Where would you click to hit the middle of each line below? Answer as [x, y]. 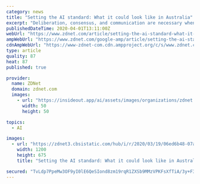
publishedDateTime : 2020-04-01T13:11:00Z [58, 28]
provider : [18, 78]
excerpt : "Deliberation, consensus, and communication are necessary [94, 23]
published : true [26, 67]
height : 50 [35, 111]
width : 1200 [32, 150]
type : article [24, 51]
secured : [17, 171]
